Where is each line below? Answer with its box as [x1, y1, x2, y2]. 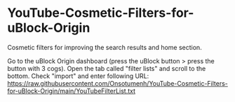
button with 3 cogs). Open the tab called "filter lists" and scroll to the [7, 64, 206, 72]
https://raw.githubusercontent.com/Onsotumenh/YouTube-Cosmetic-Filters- [7, 79, 228, 87]
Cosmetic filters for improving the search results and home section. [7, 43, 202, 51]
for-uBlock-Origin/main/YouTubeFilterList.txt [7, 87, 135, 95]
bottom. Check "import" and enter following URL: [7, 72, 149, 80]
